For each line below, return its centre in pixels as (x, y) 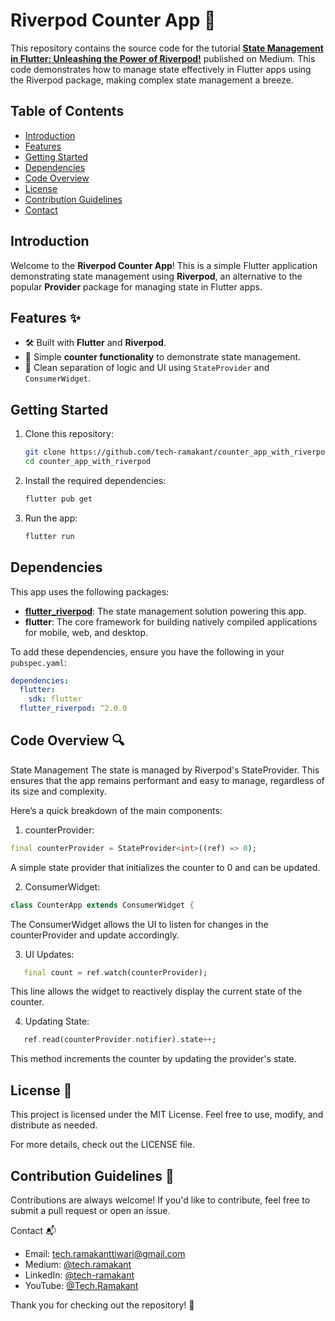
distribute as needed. (54, 1125)
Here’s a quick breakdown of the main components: (116, 810)
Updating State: (57, 1021)
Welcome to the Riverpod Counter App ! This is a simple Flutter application (164, 265)
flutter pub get (58, 499)
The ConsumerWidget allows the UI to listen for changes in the (139, 924)
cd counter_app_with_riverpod (88, 462)
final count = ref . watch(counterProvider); (115, 972)
